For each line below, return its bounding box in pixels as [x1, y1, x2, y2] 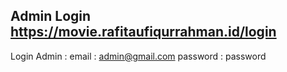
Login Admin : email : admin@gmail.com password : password [10, 50, 267, 62]
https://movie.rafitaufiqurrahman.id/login [10, 24, 277, 41]
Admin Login [10, 8, 92, 25]
